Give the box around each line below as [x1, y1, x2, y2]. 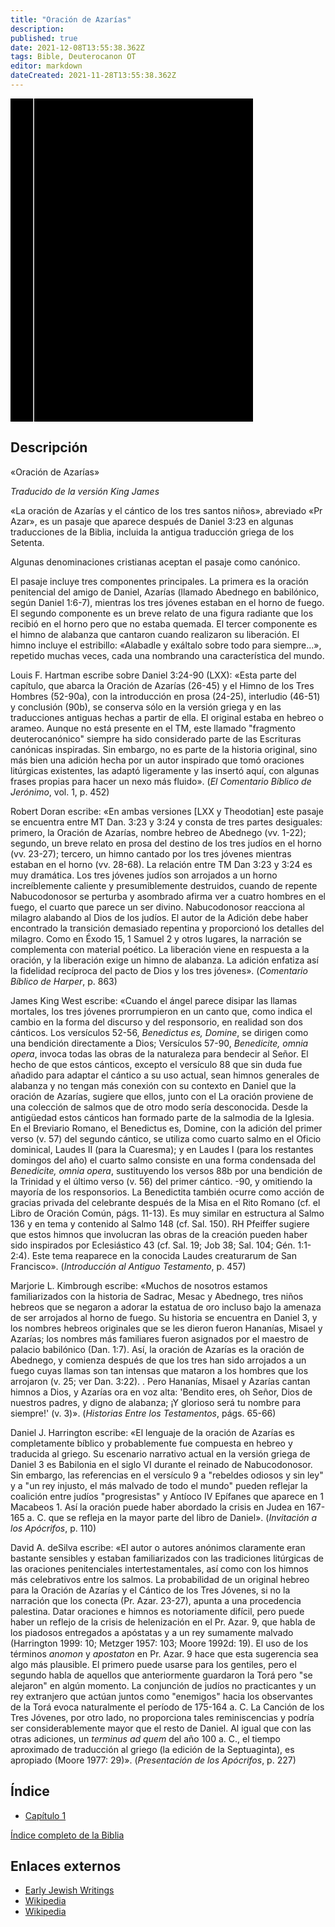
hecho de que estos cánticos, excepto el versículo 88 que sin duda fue [10, 1058, 303, 1070]
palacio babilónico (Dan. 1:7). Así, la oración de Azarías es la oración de [10, 1343, 305, 1355]
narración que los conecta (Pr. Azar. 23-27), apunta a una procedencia [10, 1594, 302, 1606]
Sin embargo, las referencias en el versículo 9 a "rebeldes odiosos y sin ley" [10, 1469, 324, 1481]
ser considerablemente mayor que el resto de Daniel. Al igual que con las [10, 1722, 312, 1734]
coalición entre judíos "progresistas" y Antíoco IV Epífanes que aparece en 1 [10, 1490, 325, 1502]
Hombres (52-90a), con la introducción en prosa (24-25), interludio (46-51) [10, 690, 321, 702]
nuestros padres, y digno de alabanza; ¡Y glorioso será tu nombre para [10, 1396, 302, 1408]
